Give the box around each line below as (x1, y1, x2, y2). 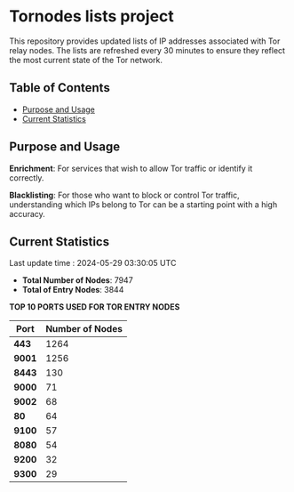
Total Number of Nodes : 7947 (21, 275, 133, 286)
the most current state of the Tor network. (9, 54, 163, 65)
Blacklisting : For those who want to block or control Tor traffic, (9, 190, 240, 200)
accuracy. (9, 208, 46, 219)
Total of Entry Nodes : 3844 (21, 285, 124, 295)
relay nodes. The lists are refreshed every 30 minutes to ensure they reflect (9, 44, 286, 55)
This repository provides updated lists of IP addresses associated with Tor (9, 36, 281, 46)
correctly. (9, 172, 44, 183)
